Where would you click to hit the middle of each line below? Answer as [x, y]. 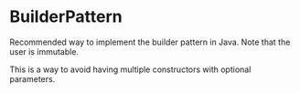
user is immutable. [44, 51]
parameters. [32, 78]
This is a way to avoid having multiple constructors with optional [130, 69]
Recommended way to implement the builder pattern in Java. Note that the [150, 42]
